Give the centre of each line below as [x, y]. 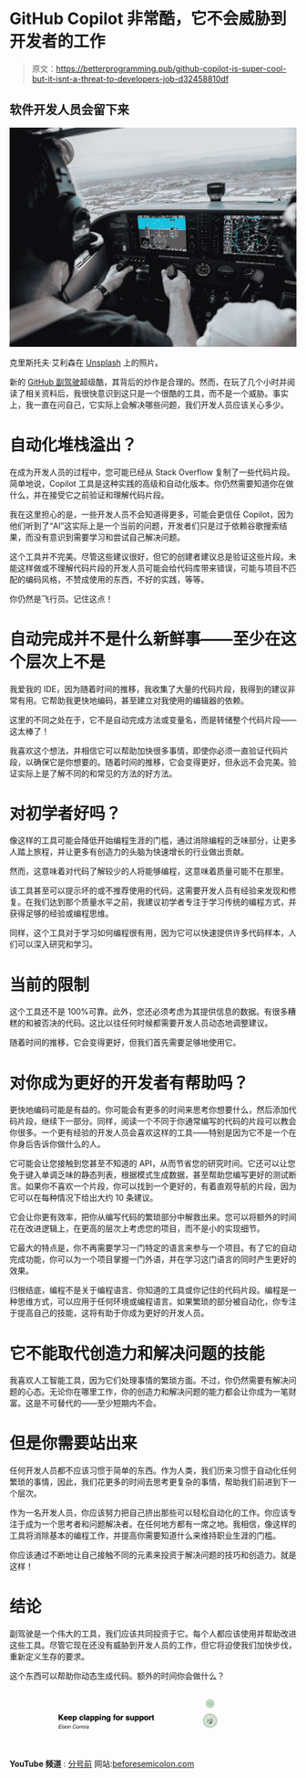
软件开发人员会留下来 [69, 110]
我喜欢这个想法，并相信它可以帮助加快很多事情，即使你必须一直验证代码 [145, 751]
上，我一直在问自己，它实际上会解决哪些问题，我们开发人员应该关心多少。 [149, 405]
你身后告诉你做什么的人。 [57, 1144]
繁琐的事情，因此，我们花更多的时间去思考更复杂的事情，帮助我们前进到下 [149, 1482]
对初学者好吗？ [66, 813]
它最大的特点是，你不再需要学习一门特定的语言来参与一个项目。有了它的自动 [153, 1248]
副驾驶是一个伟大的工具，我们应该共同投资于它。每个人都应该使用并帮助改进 [153, 1634]
